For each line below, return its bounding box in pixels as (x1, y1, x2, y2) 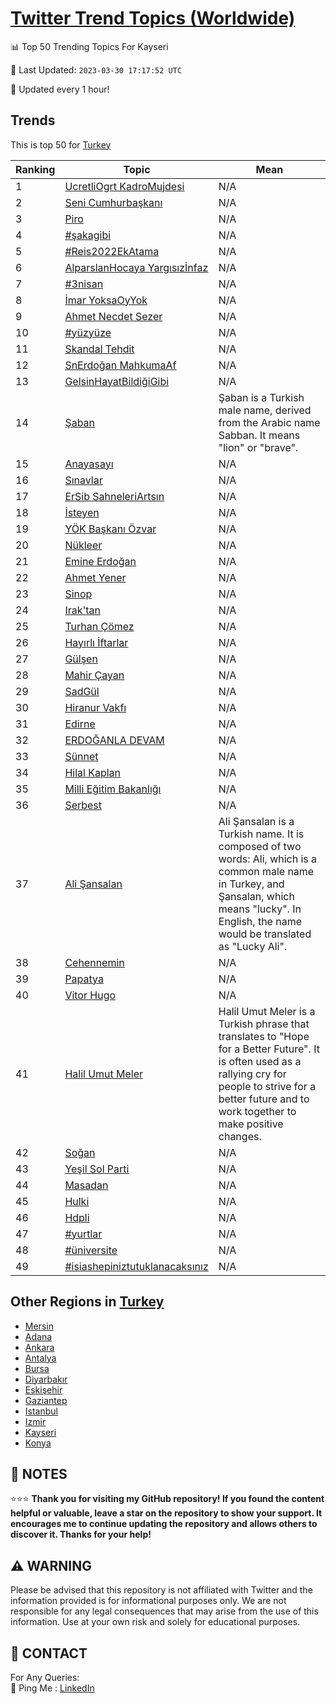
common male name (218, 864, 315, 878)
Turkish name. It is (218, 827, 305, 841)
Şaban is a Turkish (218, 390, 305, 404)
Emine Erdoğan (64, 554, 137, 568)
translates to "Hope (218, 1029, 310, 1043)
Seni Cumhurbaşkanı (64, 195, 163, 209)
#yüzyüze (64, 325, 112, 339)
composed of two (218, 839, 302, 853)
